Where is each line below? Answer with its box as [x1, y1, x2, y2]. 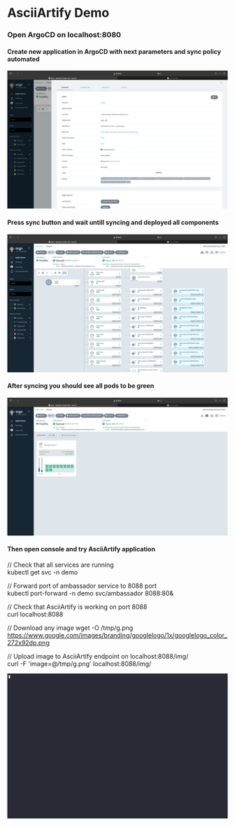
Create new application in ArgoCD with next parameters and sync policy [7, 47, 222, 55]
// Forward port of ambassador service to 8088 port [7, 581, 157, 590]
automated [7, 55, 40, 63]
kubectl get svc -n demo [7, 567, 78, 576]
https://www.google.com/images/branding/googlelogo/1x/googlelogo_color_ [7, 631, 227, 639]
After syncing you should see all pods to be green [7, 382, 155, 390]
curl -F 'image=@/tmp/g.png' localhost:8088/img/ [7, 659, 152, 668]
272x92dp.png [7, 638, 50, 647]
